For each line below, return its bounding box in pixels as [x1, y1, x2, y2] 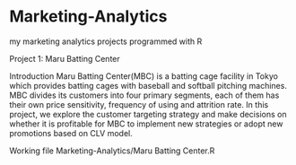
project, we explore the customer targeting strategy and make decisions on [9, 109, 287, 119]
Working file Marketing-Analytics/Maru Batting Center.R [9, 145, 215, 156]
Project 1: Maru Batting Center [9, 53, 121, 64]
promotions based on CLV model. [9, 127, 133, 138]
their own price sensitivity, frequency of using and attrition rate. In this [9, 99, 269, 109]
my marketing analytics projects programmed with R [9, 36, 203, 47]
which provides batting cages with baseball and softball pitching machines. [9, 80, 287, 91]
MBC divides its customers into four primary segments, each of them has [9, 90, 280, 100]
